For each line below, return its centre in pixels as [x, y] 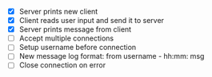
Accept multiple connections [66, 38]
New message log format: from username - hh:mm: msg [112, 56]
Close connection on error [62, 65]
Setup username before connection [78, 48]
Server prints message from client [75, 29]
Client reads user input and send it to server [92, 21]
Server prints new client [58, 12]
